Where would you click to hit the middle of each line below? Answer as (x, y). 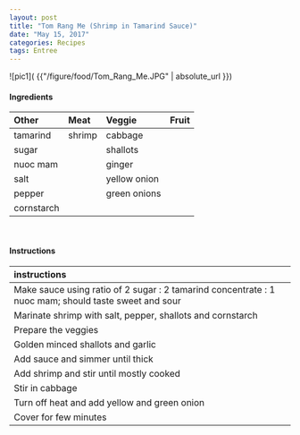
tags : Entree (33, 51)
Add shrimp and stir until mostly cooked (97, 373)
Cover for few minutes (60, 417)
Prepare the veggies (56, 329)
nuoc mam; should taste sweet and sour (97, 301)
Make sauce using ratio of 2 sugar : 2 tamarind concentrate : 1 (145, 289)
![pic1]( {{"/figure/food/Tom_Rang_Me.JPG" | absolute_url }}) (121, 76)
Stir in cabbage (46, 388)
